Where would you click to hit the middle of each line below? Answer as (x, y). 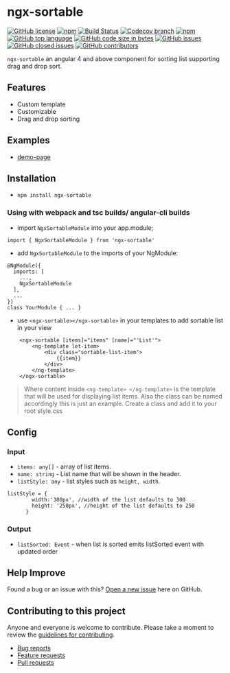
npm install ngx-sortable (54, 196)
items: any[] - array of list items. (64, 467)
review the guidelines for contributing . (61, 635)
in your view (34, 327)
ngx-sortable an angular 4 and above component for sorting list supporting (113, 58)
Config (22, 433)
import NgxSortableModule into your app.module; (85, 228)
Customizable (36, 111)
